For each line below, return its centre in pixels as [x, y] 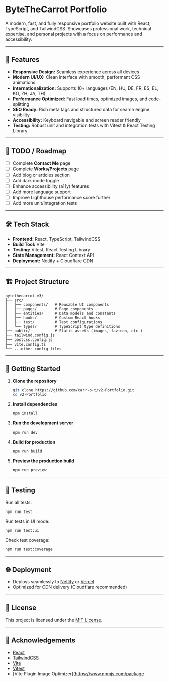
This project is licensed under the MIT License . [54, 620]
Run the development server [43, 423]
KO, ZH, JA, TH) [29, 93]
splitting [21, 104]
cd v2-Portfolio [29, 395]
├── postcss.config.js [29, 340]
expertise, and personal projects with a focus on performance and [74, 34]
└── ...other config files [33, 349]
